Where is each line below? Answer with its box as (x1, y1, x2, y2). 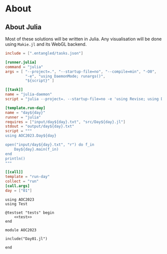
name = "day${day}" (5, 110, 46, 115)
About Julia (5, 23, 42, 31)
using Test (5, 201, 28, 206)
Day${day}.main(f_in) (14, 147, 59, 152)
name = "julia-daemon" (5, 92, 52, 97)
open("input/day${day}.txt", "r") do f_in (5, 142, 94, 147)
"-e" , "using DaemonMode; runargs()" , (25, 74, 106, 79)
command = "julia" (5, 64, 43, 70)
